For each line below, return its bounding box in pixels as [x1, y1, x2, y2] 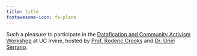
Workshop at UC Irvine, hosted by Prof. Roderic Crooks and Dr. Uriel [6, 37, 175, 44]
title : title [6, 8, 39, 15]
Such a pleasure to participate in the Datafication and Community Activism [6, 30, 191, 38]
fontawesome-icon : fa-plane [6, 14, 77, 20]
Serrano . [6, 43, 28, 51]
